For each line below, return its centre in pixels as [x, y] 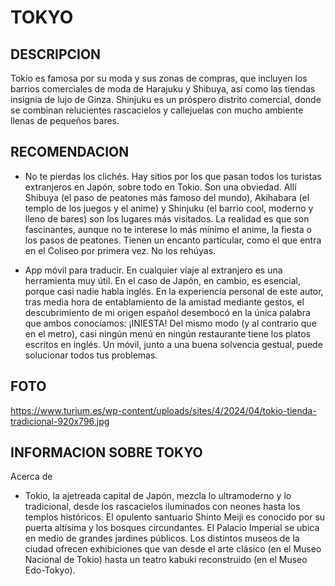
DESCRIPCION [56, 54]
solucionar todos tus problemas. [91, 355]
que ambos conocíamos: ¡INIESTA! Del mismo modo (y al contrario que [170, 323]
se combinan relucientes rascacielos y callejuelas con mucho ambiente [157, 110]
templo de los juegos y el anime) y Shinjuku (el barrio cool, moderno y [169, 208]
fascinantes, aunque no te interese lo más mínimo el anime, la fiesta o [168, 229]
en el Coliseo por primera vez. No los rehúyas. [120, 250]
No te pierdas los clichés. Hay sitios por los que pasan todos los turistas [173, 176]
